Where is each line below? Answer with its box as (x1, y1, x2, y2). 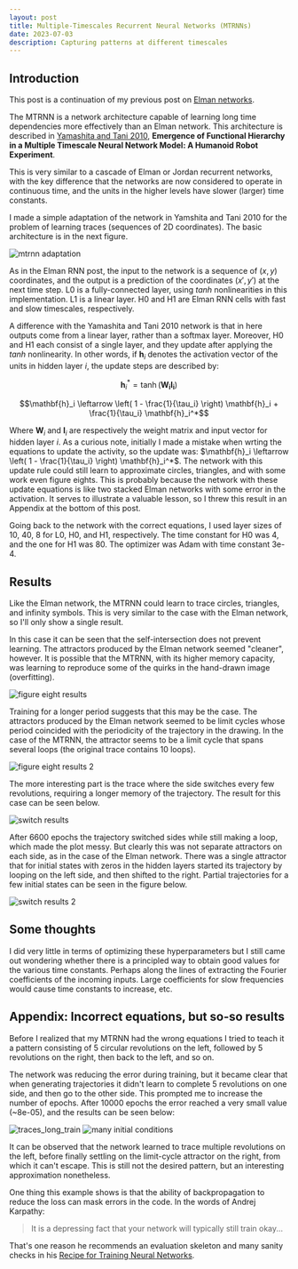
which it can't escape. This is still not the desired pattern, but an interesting (9, 1160, 285, 1170)
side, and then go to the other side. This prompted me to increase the (9, 1088, 263, 1098)
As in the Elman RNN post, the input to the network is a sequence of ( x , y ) (9, 266, 278, 277)
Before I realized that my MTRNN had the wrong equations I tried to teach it (9, 1032, 285, 1043)
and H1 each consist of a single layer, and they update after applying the (9, 340, 273, 350)
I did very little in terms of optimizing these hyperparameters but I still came (9, 945, 286, 956)
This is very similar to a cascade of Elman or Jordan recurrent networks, (9, 166, 273, 178)
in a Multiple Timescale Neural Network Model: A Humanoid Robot (9, 140, 259, 151)
